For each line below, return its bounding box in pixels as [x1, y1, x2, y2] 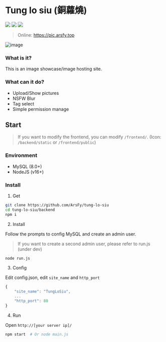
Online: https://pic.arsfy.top [17, 32, 74, 38]
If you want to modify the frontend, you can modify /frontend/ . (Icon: [17, 134, 161, 140]
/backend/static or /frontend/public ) [17, 139, 97, 145]
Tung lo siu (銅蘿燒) [5, 5, 87, 16]
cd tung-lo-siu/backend [5, 207, 55, 212]
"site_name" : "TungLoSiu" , [14, 289, 71, 294]
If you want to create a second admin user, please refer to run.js [17, 241, 150, 247]
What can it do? [5, 79, 44, 86]
